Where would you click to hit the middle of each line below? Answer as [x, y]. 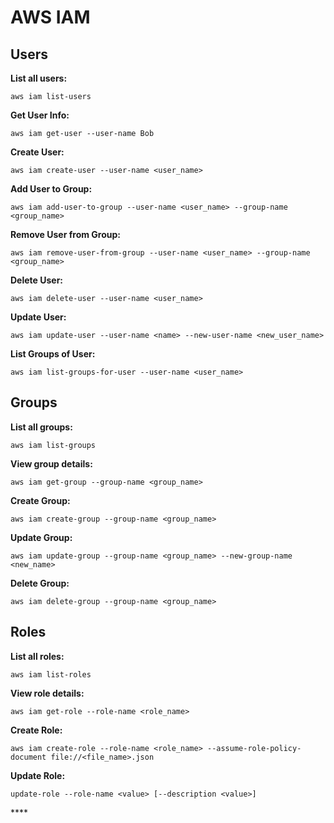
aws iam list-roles [51, 674]
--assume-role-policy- [254, 748]
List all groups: [41, 427]
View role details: [47, 693]
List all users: [39, 78]
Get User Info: [40, 115]
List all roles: [37, 656]
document [28, 757]
